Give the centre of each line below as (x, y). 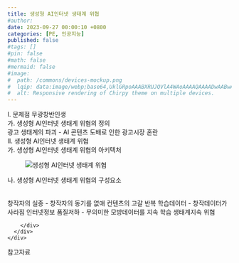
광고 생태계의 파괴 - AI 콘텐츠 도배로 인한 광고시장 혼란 (83, 132)
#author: (20, 21)
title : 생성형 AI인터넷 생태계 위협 (53, 14)
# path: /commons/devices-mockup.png (65, 80)
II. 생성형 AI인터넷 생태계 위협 (48, 141)
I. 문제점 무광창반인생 (37, 114)
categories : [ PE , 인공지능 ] (46, 34)
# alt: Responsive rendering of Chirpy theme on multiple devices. (111, 93)
